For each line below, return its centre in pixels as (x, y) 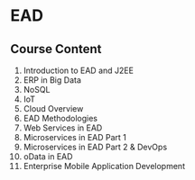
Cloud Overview (53, 108)
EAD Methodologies (60, 118)
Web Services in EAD (63, 128)
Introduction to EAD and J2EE (79, 70)
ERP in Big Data (52, 80)
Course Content (56, 49)
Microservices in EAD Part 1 (75, 137)
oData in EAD (48, 157)
